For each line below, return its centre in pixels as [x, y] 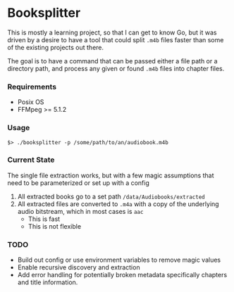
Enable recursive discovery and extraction [79, 267]
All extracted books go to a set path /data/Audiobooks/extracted [111, 196]
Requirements [32, 87]
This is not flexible [55, 226]
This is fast [44, 219]
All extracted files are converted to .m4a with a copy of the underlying [118, 204]
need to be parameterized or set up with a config [79, 183]
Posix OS [31, 102]
